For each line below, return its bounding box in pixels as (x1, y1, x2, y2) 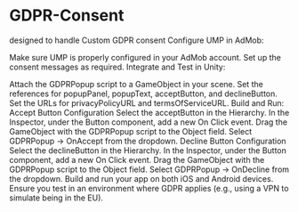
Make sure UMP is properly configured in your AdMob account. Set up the (9, 52, 282, 62)
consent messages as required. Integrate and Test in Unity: (9, 61, 226, 72)
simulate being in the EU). (9, 192, 104, 203)
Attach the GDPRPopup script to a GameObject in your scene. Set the (9, 78, 264, 89)
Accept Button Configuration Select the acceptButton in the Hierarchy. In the (9, 107, 290, 118)
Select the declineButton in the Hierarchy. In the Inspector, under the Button (9, 144, 287, 156)
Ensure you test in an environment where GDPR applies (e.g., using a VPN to (9, 183, 289, 193)
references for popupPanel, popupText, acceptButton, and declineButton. (9, 88, 278, 99)
